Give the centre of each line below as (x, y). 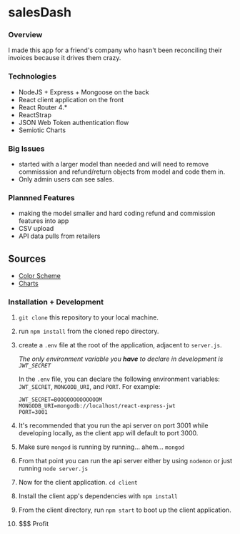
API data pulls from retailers (59, 236)
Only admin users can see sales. (66, 179)
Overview (25, 35)
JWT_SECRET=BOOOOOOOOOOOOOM (60, 400)
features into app (44, 221)
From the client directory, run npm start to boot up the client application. (125, 510)
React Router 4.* (43, 107)
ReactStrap (35, 114)
